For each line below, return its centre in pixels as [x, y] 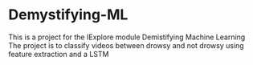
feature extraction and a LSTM [59, 54]
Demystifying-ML [68, 15]
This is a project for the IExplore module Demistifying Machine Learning [127, 37]
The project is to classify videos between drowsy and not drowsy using [126, 45]
